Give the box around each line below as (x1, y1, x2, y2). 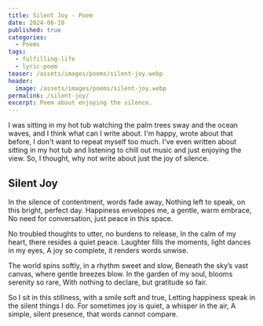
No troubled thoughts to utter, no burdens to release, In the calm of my (8, 229, 237, 238)
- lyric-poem (15, 63, 58, 71)
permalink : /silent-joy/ (8, 92, 89, 100)
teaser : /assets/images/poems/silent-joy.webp (8, 70, 163, 78)
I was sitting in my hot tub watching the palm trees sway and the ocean (8, 121, 238, 130)
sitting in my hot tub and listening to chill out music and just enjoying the (8, 146, 242, 155)
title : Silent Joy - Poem (8, 11, 93, 20)
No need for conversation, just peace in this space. (8, 213, 174, 223)
